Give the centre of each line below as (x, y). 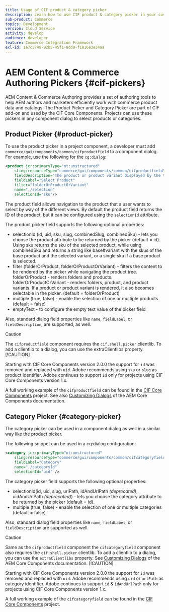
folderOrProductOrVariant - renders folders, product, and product (80, 282)
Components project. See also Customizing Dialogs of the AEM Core (76, 395)
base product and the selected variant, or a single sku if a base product (87, 255)
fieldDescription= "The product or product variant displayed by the (88, 176)
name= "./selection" (35, 189)
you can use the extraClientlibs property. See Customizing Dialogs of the (82, 558)
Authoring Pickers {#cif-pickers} (75, 83)
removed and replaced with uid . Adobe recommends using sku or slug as (81, 369)
